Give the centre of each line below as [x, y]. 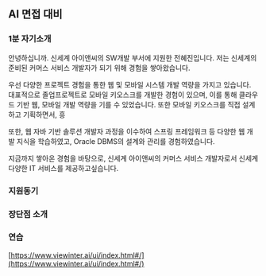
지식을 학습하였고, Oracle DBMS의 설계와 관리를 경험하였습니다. [116, 141]
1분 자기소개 [30, 39]
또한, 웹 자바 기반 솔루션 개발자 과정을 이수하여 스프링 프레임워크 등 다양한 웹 [127, 131]
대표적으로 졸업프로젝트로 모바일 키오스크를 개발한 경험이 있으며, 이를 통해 [123, 95]
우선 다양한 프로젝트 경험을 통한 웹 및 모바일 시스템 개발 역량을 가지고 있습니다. [130, 84]
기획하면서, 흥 [44, 115]
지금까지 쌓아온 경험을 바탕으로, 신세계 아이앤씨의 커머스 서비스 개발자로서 [123, 158]
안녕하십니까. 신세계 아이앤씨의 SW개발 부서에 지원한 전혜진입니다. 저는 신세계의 [133, 57]
